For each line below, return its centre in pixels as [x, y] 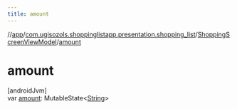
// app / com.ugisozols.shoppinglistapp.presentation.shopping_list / [102, 34]
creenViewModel [32, 42]
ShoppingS [214, 34]
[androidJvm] [27, 90]
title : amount [28, 14]
